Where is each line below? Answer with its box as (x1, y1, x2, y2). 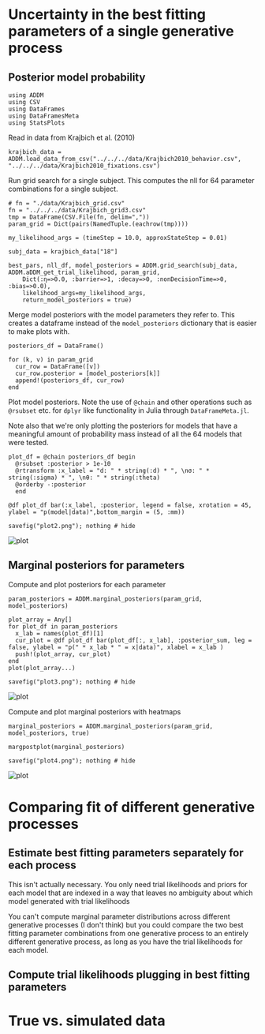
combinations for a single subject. (8, 184, 118, 193)
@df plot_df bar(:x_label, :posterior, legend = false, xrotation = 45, (8, 501, 252, 509)
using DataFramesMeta (8, 112, 80, 120)
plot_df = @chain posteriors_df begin (8, 453, 136, 461)
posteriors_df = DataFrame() (8, 342, 104, 350)
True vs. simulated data (8, 1012, 166, 1030)
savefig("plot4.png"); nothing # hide (8, 756, 136, 765)
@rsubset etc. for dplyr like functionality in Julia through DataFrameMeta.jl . (8, 406, 250, 415)
